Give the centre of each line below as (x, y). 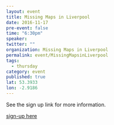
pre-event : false (27, 28)
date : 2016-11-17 (27, 22)
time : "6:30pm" (25, 33)
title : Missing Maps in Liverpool (48, 17)
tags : (13, 60)
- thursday (25, 66)
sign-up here (22, 116)
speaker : (17, 39)
